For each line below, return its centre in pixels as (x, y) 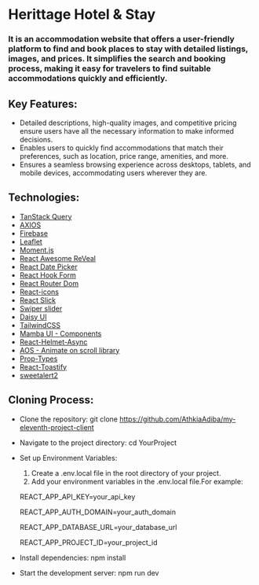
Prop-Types (38, 359)
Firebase (34, 233)
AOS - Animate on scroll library (69, 350)
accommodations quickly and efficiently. (88, 79)
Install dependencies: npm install (73, 557)
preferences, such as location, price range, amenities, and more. (124, 156)
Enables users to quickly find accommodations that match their (121, 148)
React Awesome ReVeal (58, 258)
